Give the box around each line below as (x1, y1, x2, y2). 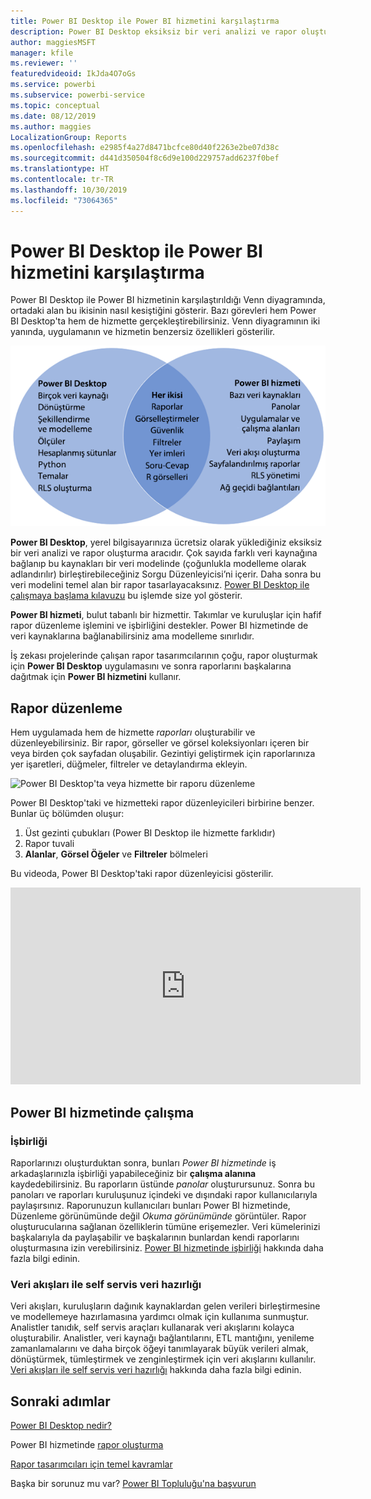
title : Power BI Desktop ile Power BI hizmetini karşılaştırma (10, 16, 280, 26)
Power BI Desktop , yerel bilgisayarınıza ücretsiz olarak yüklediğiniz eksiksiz (10, 536, 323, 549)
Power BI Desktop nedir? (10, 1420, 112, 1431)
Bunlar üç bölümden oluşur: (10, 808, 125, 820)
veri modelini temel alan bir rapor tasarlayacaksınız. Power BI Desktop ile (10, 579, 310, 591)
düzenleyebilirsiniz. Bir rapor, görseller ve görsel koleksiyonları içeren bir (10, 737, 310, 749)
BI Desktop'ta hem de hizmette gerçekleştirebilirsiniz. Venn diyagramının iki (10, 315, 321, 327)
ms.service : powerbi (10, 80, 97, 90)
